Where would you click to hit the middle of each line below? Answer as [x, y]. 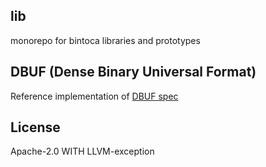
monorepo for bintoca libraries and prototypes [105, 40]
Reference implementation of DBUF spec [94, 96]
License [35, 127]
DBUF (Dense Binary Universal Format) [133, 72]
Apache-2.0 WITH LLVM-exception [82, 151]
